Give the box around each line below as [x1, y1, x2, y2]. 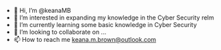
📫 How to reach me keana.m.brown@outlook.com [13, 36, 157, 43]
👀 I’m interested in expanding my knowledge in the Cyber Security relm [13, 14, 214, 22]
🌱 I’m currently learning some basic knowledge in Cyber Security [13, 21, 197, 28]
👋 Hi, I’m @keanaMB [13, 7, 71, 14]
